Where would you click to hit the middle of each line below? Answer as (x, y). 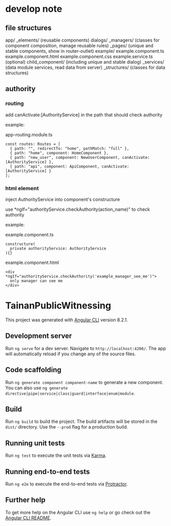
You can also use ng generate (37, 388)
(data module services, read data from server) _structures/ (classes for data (85, 67)
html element (22, 188)
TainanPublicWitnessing (58, 306)
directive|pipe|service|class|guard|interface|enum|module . (70, 393)
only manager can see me (36, 281)
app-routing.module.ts (29, 134)
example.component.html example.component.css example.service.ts (79, 56)
